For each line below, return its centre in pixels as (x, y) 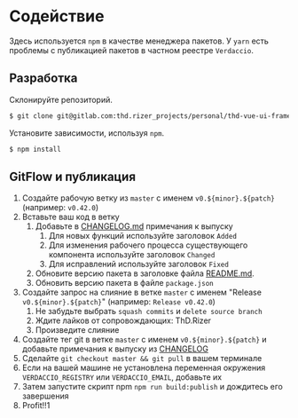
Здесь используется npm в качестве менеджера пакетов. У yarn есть (139, 41)
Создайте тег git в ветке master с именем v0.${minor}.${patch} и (145, 340)
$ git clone (31, 116)
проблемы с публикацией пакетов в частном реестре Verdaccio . (132, 50)
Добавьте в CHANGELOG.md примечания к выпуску (134, 226)
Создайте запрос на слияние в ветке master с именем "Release (141, 292)
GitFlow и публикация (72, 176)
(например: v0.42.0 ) (60, 208)
